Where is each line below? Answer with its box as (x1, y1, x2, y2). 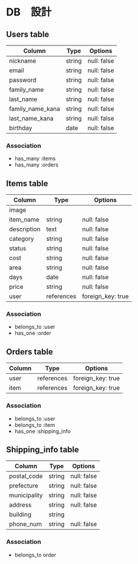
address (9, 501, 32, 509)
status (9, 244, 27, 253)
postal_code (9, 472, 43, 480)
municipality (9, 491, 43, 500)
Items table (6, 178, 48, 188)
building (9, 510, 31, 519)
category (9, 234, 34, 243)
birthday (9, 124, 32, 132)
